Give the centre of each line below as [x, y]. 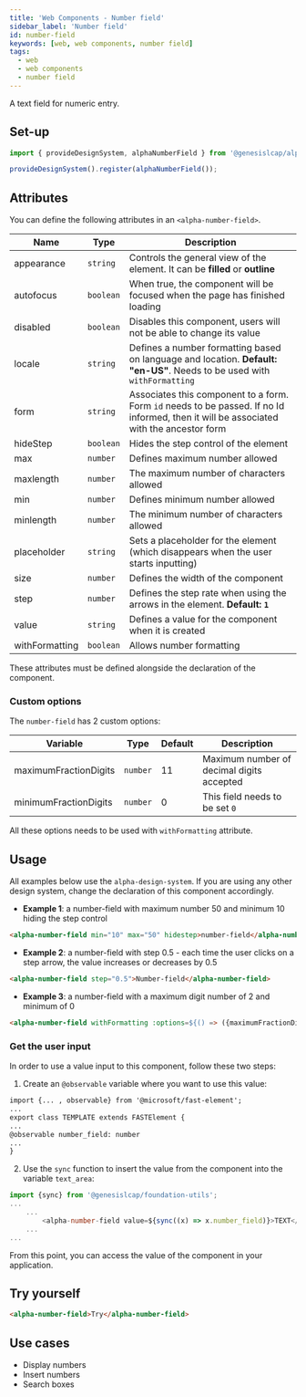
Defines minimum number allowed [202, 500]
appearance [40, 264]
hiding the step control [65, 919]
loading [145, 307]
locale [27, 364]
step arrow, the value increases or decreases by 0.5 [120, 963]
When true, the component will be [201, 284]
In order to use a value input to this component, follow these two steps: [143, 1066]
